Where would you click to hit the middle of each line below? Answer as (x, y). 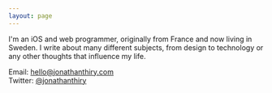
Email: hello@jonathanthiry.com (61, 72)
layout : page (30, 16)
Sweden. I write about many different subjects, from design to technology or (136, 47)
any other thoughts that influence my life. (77, 56)
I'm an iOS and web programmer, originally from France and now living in (130, 39)
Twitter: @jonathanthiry (47, 80)
